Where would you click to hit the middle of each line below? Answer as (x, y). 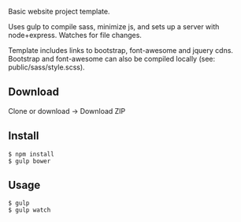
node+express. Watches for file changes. (75, 35)
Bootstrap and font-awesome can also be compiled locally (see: (112, 59)
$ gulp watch (30, 210)
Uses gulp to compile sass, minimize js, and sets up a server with (114, 26)
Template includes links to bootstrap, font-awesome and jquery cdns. (121, 50)
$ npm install (32, 154)
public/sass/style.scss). (46, 67)
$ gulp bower (30, 161)
